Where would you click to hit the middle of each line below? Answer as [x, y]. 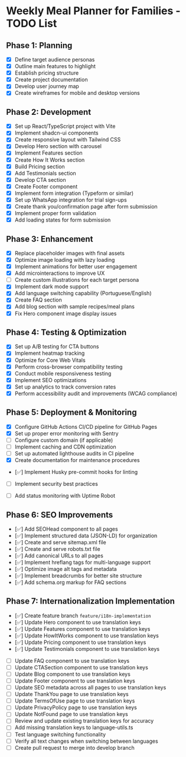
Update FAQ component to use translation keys [72, 660]
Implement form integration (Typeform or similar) [74, 193]
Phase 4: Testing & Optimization [66, 332]
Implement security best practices [56, 484]
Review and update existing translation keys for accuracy [84, 721]
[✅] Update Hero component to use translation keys [78, 622]
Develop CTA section [40, 179]
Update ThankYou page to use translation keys [71, 694]
